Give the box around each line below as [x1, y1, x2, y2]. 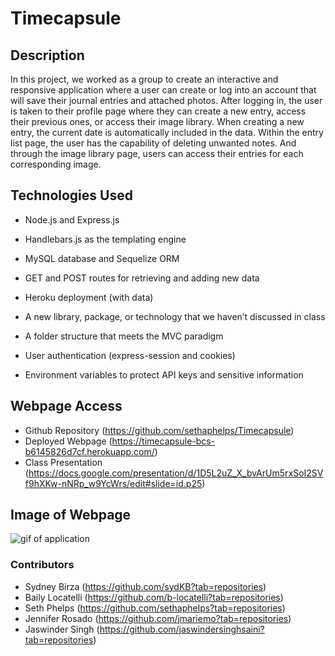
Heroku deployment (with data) [24, 291, 154, 303]
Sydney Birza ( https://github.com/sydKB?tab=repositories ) [24, 580, 267, 592]
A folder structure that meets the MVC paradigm [24, 330, 224, 342]
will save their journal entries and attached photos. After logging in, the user [10, 95, 323, 106]
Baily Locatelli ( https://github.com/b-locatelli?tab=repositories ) [24, 591, 284, 603]
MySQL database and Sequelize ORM [24, 252, 180, 264]
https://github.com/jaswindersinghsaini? [99, 623, 265, 635]
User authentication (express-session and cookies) [24, 349, 236, 361]
